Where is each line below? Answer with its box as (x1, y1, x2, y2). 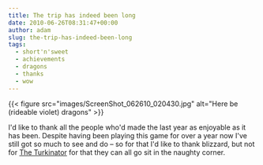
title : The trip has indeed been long (8, 11, 136, 20)
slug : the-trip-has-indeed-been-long (8, 33, 133, 42)
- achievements (15, 56, 66, 64)
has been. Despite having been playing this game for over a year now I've (8, 130, 247, 140)
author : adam (8, 26, 51, 34)
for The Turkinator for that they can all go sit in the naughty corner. (8, 147, 226, 157)
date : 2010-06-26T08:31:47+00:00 (8, 19, 118, 27)
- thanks (15, 70, 44, 78)
